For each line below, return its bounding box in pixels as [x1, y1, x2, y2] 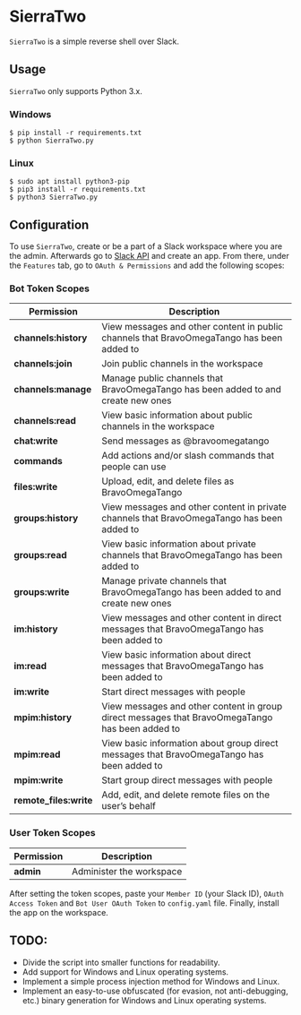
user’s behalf [101, 800, 157, 813]
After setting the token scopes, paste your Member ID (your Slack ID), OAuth [9, 888, 285, 899]
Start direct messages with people [101, 685, 246, 698]
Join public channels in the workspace [101, 357, 263, 370]
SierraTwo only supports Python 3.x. [9, 85, 143, 96]
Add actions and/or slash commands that [101, 450, 275, 462]
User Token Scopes [9, 827, 96, 839]
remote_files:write [13, 795, 93, 807]
